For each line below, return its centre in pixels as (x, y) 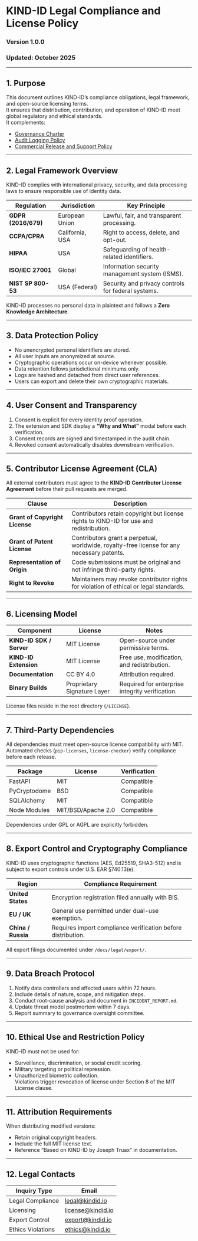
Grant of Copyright (36, 518)
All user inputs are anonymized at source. (65, 356)
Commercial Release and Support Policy (63, 146)
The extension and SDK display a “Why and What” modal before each (100, 425)
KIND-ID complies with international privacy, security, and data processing (97, 185)
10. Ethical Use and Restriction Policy (75, 1037)
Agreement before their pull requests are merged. (67, 489)
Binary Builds (28, 687)
